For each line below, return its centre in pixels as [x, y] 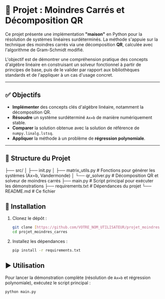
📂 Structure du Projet [38, 159]
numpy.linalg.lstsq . [33, 133]
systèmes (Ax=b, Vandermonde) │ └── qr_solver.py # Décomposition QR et [82, 175]
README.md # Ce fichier [30, 191]
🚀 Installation [26, 206]
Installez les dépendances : [40, 241]
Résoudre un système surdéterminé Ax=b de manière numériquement [82, 117]
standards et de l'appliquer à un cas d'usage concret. [59, 75]
